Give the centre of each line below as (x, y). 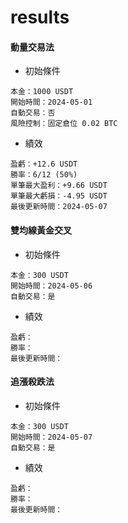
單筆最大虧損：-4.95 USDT (59, 196)
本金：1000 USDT (42, 92)
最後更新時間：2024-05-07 (59, 207)
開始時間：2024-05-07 (51, 437)
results (40, 17)
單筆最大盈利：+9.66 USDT (59, 186)
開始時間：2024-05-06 (51, 286)
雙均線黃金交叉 (41, 230)
